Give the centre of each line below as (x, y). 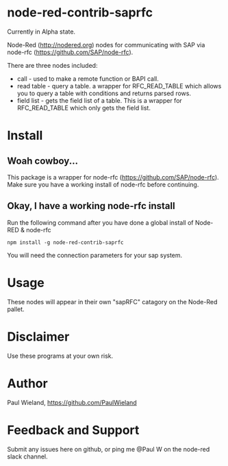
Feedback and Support (73, 430)
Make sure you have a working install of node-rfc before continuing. (103, 184)
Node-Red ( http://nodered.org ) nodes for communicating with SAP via (106, 45)
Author (27, 383)
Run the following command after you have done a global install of (100, 222)
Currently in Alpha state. (41, 32)
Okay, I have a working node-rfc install (91, 206)
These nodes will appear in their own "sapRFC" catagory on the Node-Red (112, 302)
